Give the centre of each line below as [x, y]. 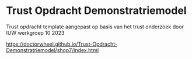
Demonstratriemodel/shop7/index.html [53, 50]
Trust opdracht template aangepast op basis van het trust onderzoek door [95, 27]
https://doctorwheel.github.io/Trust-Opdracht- [62, 44]
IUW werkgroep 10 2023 [35, 32]
